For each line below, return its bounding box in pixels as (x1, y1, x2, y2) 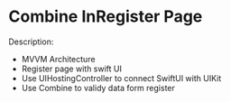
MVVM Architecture (21, 53, 96, 64)
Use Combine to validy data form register (21, 82, 175, 93)
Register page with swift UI (21, 63, 123, 74)
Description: (8, 36, 54, 47)
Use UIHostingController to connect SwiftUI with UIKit (21, 72, 222, 83)
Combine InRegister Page (8, 6, 203, 27)
